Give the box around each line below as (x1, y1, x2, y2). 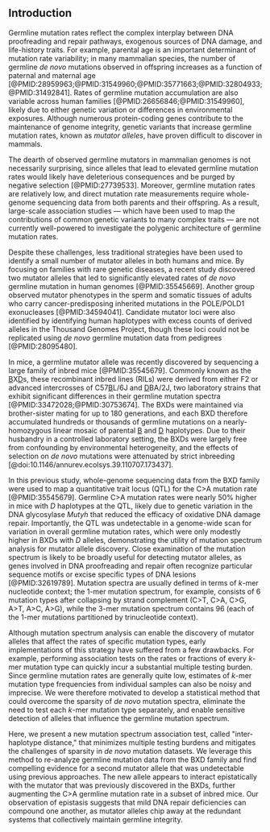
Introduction (8, 6, 73, 20)
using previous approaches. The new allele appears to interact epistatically (8, 772, 258, 781)
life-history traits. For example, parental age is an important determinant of (8, 44, 256, 55)
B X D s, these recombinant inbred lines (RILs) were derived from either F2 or (8, 374, 259, 383)
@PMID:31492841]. (8, 88, 73, 97)
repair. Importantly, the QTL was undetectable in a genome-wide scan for (8, 518, 252, 528)
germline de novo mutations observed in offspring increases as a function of (8, 62, 263, 72)
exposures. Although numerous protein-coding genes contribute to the (8, 113, 243, 123)
